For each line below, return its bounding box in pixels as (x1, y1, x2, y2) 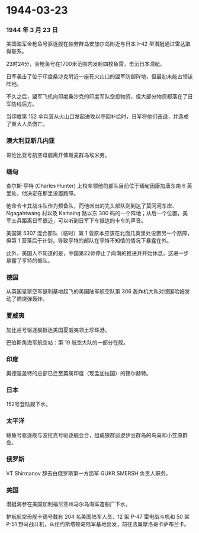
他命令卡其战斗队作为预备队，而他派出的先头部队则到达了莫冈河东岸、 (6, 202, 178, 209)
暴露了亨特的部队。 (6, 257, 53, 264)
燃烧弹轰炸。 (16, 295, 48, 302)
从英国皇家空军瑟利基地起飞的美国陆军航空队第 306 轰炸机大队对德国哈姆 (6, 288, 185, 295)
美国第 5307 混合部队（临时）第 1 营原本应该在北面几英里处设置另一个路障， (6, 229, 192, 237)
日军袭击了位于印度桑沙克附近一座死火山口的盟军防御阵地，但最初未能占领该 (6, 73, 193, 80)
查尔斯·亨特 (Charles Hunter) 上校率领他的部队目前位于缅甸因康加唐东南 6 (6, 182, 186, 190)
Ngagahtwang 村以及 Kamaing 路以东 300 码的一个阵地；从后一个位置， (6, 210, 183, 217)
